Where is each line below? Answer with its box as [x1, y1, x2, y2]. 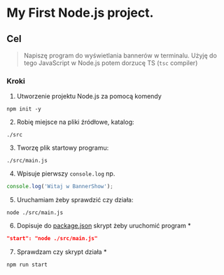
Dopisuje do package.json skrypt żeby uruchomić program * [16, 222, 191, 230]
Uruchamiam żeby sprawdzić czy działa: [16, 196, 134, 204]
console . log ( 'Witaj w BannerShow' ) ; [6, 183, 113, 190]
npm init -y [6, 106, 41, 113]
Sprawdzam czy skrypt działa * [16, 248, 107, 256]
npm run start [6, 261, 48, 269]
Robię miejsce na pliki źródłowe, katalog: [16, 118, 134, 127]
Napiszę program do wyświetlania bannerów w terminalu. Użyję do [23, 51, 218, 59]
